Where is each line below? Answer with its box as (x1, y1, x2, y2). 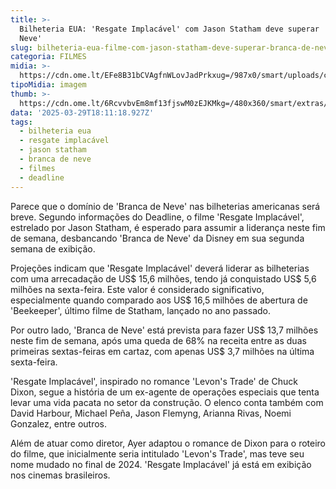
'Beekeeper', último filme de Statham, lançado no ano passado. (10, 304, 271, 316)
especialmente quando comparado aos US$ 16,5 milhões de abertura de (10, 294, 308, 306)
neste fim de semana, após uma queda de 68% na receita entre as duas (10, 334, 307, 346)
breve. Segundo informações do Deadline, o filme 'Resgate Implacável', (10, 211, 305, 223)
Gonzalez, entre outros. (10, 417, 108, 430)
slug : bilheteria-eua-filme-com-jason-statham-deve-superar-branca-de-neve (10, 42, 333, 53)
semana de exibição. (10, 242, 96, 255)
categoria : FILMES (10, 52, 87, 62)
